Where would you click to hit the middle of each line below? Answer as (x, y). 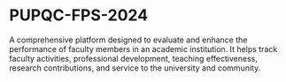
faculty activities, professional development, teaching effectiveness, (134, 58)
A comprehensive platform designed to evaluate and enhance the (128, 40)
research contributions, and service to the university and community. (135, 68)
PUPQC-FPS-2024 (79, 15)
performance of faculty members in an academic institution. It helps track (143, 48)
